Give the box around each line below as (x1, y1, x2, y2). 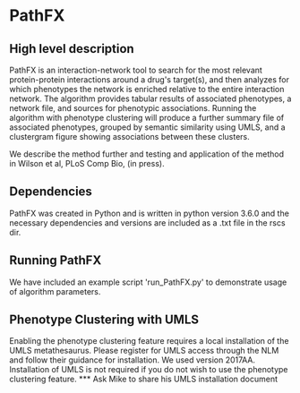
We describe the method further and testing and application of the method (9, 149, 285, 159)
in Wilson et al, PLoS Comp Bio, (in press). (9, 158, 165, 168)
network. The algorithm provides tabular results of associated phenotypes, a (9, 93, 292, 104)
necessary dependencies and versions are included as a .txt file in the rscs (9, 217, 286, 228)
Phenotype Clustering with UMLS (9, 312, 200, 328)
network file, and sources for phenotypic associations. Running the (9, 103, 257, 113)
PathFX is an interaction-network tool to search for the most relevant (9, 64, 262, 75)
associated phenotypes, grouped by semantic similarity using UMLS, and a (9, 122, 286, 132)
